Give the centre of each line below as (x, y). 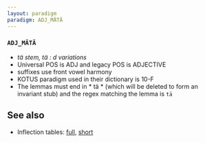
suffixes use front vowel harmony (64, 71)
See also (26, 115)
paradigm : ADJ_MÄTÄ (35, 20)
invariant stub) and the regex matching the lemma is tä (95, 93)
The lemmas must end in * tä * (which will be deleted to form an (107, 86)
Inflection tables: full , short (55, 132)
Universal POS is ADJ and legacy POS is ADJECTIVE (91, 64)
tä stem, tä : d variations (52, 57)
